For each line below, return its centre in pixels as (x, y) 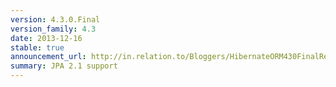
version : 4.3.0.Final (55, 19)
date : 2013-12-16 (46, 38)
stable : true (37, 47)
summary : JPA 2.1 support (64, 66)
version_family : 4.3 (53, 29)
